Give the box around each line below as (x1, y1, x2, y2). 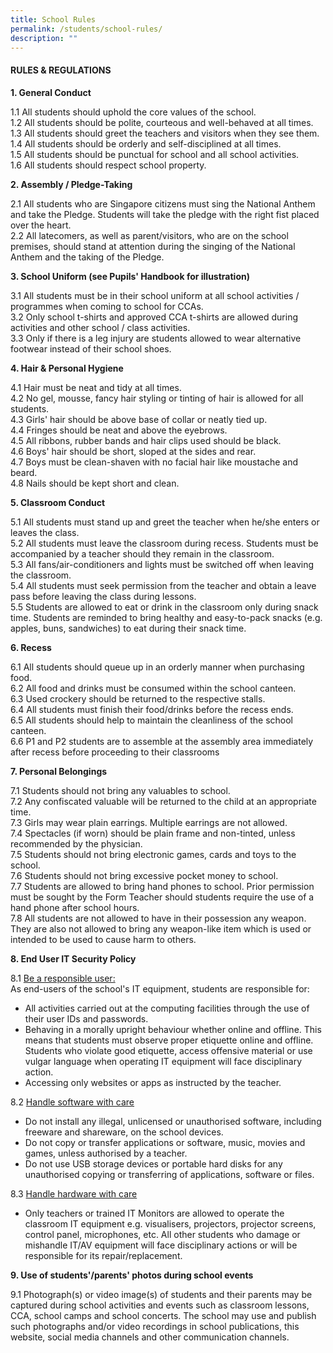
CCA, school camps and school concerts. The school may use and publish (10, 1309, 317, 1321)
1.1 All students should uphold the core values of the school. (10, 106, 257, 118)
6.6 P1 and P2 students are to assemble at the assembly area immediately (10, 735, 314, 747)
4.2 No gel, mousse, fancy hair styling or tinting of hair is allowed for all (10, 392, 304, 404)
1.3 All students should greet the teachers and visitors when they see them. (10, 127, 320, 139)
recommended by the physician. (10, 837, 143, 850)
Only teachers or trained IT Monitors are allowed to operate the (24, 1207, 285, 1219)
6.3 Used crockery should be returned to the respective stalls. (10, 692, 266, 705)
